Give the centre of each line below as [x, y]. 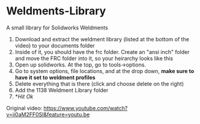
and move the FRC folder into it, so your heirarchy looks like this [94, 58]
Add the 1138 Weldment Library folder [62, 90]
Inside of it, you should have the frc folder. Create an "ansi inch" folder [102, 52]
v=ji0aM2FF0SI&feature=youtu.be [48, 114]
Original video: [24, 108]
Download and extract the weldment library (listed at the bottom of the [102, 39]
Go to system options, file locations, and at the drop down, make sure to [105, 71]
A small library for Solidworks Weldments [57, 28]
